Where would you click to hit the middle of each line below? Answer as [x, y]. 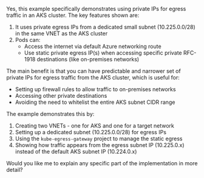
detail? [15, 170]
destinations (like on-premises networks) [88, 59]
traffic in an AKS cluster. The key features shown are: [73, 15]
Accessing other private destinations [61, 96]
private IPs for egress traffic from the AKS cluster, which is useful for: [93, 77]
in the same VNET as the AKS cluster [61, 33]
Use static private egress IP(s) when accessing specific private [103, 53]
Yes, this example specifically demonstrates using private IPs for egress [96, 9]
